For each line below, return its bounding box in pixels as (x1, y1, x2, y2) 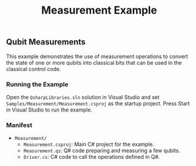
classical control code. (6, 65, 61, 72)
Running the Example (6, 80, 69, 88)
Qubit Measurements (6, 37, 86, 47)
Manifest (6, 121, 32, 129)
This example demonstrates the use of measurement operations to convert (6, 53, 188, 60)
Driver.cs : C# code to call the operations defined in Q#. (23, 154, 161, 161)
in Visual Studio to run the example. (6, 106, 93, 113)
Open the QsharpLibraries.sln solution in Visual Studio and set (6, 93, 160, 101)
